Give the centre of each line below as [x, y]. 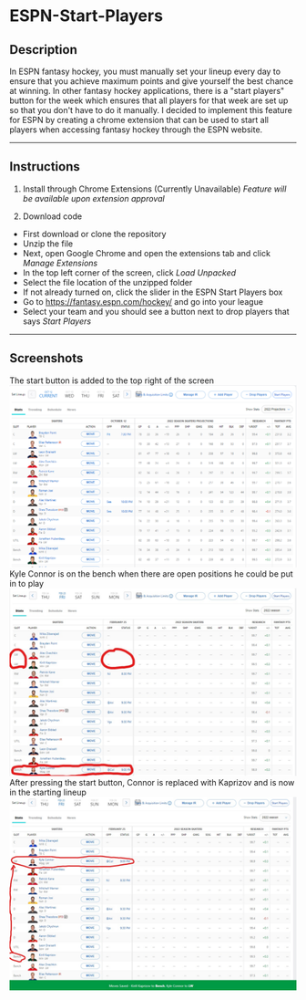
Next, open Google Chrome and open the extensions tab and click [147, 253]
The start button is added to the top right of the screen [112, 380]
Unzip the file [48, 244]
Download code [52, 216]
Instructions [45, 167]
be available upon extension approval [94, 198]
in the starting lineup [48, 792]
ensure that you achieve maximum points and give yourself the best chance [152, 81]
